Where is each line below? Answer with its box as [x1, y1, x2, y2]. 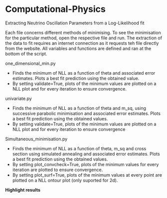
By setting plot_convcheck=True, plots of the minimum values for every [12, 161, 159, 167]
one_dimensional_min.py [5, 60, 56, 66]
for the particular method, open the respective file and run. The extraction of [5, 35, 163, 41]
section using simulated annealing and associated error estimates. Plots [12, 151, 161, 157]
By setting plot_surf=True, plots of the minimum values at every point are [12, 172, 162, 178]
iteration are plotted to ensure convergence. [12, 167, 103, 173]
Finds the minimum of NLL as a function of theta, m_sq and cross [12, 145, 147, 151]
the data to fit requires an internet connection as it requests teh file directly [5, 40, 159, 46]
